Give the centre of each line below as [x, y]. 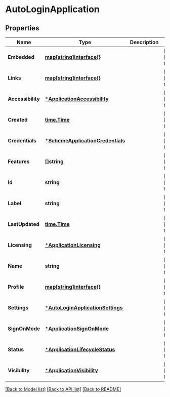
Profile [16, 287]
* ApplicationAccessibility [77, 99]
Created [18, 120]
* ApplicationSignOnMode [77, 329]
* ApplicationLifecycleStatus [80, 349]
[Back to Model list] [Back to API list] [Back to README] [63, 389]
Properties [22, 28]
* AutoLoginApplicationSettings [84, 308]
